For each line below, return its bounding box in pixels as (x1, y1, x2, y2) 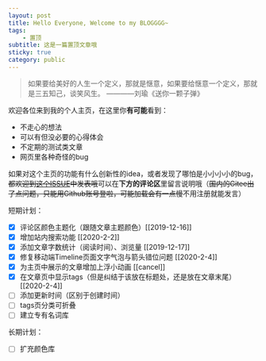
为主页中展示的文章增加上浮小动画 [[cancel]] (19, 263, 165, 272)
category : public (8, 56, 66, 64)
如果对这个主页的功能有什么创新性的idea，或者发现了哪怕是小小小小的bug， (8, 168, 258, 179)
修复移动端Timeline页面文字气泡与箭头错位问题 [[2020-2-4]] (19, 252, 218, 262)
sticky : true (8, 48, 52, 56)
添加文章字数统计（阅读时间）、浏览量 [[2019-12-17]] (19, 243, 191, 252)
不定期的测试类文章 (19, 142, 83, 152)
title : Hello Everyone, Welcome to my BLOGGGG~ (8, 19, 169, 27)
